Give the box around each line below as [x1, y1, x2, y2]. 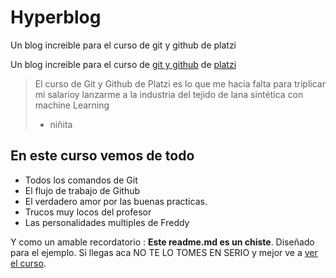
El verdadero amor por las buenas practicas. [24, 195, 208, 207]
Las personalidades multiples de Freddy [24, 216, 190, 228]
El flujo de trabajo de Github [24, 184, 141, 196]
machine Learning [34, 99, 110, 111]
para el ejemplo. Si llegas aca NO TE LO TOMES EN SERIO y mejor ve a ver [10, 246, 318, 258]
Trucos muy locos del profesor [24, 206, 152, 218]
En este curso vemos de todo [10, 147, 195, 165]
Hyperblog [10, 6, 102, 29]
